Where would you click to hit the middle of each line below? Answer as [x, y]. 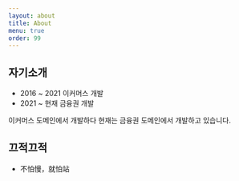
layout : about [32, 16]
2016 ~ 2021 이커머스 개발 [62, 94]
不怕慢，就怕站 [45, 168]
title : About [30, 23]
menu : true [26, 30]
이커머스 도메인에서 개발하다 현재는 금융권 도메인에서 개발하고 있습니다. [119, 120]
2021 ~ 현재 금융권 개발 [57, 103]
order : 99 [25, 38]
